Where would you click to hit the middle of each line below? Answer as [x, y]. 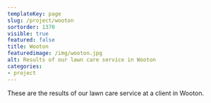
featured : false [31, 40]
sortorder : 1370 [31, 27]
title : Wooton [28, 47]
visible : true [28, 34]
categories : [25, 66]
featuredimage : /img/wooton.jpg [55, 54]
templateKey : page [34, 14]
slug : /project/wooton [41, 20]
